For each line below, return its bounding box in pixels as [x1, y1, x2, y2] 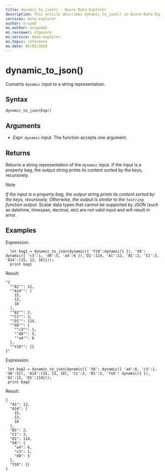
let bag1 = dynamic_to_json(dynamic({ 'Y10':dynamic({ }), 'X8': [10, 249, 146, 254]
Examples [5, 226, 36, 235]
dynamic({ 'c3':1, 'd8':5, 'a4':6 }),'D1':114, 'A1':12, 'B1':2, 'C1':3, [5, 253, 160, 258]
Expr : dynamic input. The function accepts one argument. [12, 134, 127, 140]
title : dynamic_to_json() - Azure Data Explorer [5, 7, 107, 12]
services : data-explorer [5, 16, 56, 21]
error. [5, 212, 17, 218]
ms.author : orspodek [5, 26, 48, 30]
